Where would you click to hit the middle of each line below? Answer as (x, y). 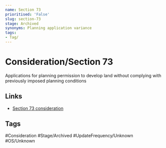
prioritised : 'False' (28, 14)
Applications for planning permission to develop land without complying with (83, 75)
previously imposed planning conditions (46, 81)
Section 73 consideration (38, 108)
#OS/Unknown (20, 141)
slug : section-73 (23, 19)
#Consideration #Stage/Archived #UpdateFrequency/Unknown (69, 136)
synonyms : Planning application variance (49, 28)
